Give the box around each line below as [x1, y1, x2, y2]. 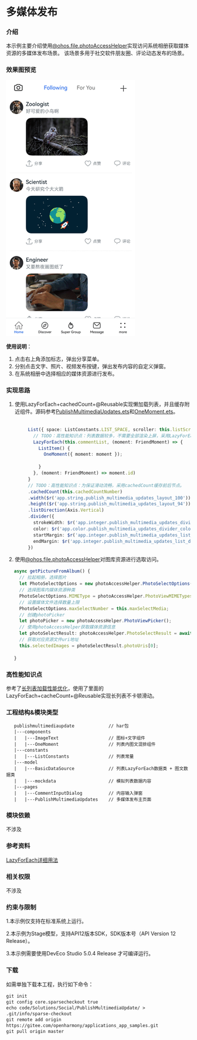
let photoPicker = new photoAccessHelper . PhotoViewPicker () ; [19, 618, 172, 624]
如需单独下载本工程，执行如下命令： [6, 981, 94, 988]
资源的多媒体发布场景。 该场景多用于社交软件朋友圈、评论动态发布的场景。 [6, 49, 188, 56]
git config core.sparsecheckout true [6, 999, 98, 1005]
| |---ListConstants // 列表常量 [13, 754, 134, 759]
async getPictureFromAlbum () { [13, 568, 91, 574]
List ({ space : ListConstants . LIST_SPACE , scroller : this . [28, 426, 173, 432]
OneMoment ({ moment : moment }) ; [43, 451, 123, 458]
